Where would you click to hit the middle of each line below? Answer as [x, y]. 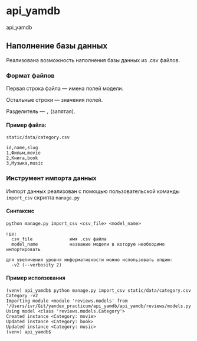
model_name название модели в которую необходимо [88, 244]
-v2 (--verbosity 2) [37, 265]
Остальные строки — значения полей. [55, 100]
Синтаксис [20, 211]
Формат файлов [30, 75]
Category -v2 [22, 295]
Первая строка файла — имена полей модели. [65, 89]
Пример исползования [36, 278]
